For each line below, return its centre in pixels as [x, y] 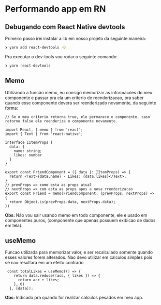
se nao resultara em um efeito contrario [44, 263]
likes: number [28, 155]
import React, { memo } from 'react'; [44, 130]
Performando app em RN [56, 9]
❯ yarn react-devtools [28, 66]
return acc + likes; [38, 280]
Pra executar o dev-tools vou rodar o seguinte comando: [61, 56]
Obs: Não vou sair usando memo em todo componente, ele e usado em [76, 215]
